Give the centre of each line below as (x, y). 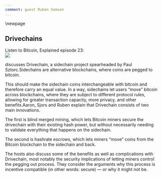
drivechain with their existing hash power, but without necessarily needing (80, 125)
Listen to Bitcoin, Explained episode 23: (45, 50)
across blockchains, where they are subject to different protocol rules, (75, 95)
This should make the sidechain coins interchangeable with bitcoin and (76, 84)
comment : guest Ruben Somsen (35, 9)
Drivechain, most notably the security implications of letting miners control (80, 159)
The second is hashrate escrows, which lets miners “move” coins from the (80, 140)
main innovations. (23, 110)
